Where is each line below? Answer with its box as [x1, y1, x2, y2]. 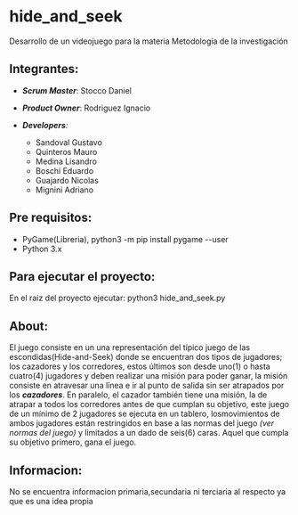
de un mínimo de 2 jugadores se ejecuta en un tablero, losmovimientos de [9, 408, 280, 420]
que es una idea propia [9, 496, 93, 506]
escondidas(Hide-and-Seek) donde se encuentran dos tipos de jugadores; [9, 352, 283, 363]
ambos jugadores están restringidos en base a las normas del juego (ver [9, 418, 275, 429]
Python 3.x [21, 243, 62, 254]
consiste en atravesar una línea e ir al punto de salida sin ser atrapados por [9, 380, 285, 391]
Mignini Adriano [35, 184, 94, 195]
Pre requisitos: [9, 210, 93, 225]
